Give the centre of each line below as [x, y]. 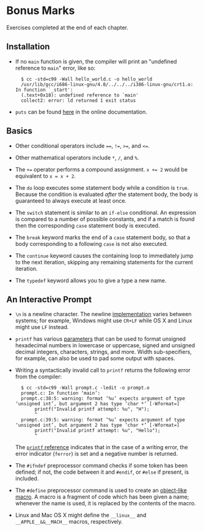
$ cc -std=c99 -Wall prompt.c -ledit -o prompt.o [85, 388]
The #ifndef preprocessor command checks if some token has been [101, 466]
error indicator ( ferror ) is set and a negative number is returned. [97, 454]
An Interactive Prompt [49, 299]
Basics [19, 131]
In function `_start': [44, 90]
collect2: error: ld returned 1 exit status [78, 100]
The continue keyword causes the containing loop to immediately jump [104, 255]
